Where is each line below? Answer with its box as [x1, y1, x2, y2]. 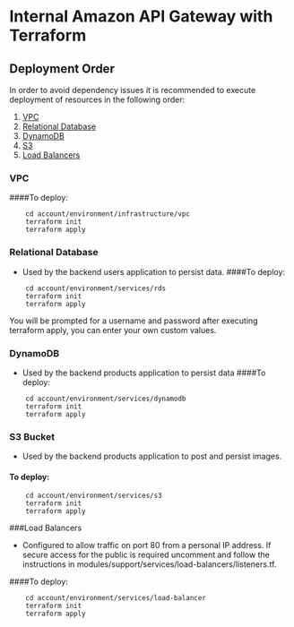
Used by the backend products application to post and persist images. [22, 451, 282, 462]
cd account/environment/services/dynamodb [25, 394, 186, 403]
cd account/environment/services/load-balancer [25, 594, 206, 603]
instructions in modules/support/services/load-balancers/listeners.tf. [22, 559, 277, 570]
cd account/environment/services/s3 [25, 491, 163, 501]
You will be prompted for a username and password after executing [9, 315, 258, 326]
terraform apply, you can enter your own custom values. [9, 324, 217, 335]
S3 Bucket [9, 430, 56, 442]
